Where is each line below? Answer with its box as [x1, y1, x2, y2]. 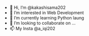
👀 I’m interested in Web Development [9, 10, 84, 16]
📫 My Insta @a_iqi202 [9, 26, 55, 31]
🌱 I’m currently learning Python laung [9, 15, 84, 20]
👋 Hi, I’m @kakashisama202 [9, 5, 66, 10]
